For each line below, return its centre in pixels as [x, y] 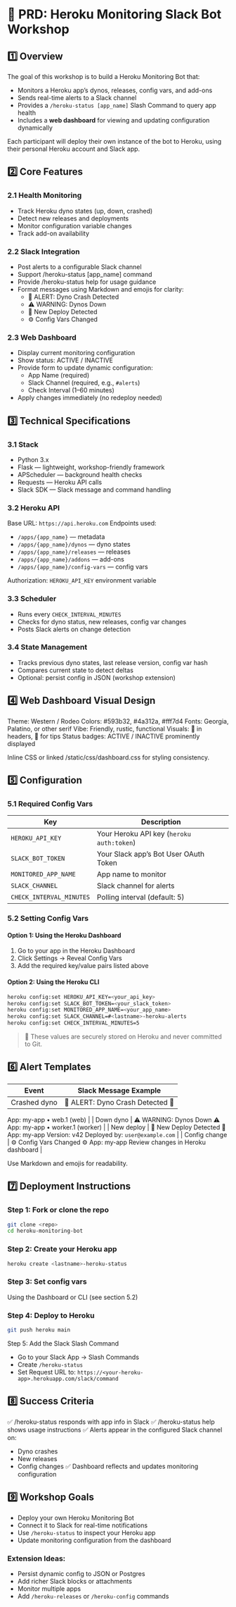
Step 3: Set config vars [47, 1282]
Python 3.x [33, 459]
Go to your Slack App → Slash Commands [78, 1357]
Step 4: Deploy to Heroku [51, 1315]
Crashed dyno [34, 1102]
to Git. [33, 1044]
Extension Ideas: [37, 1558]
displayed [21, 743]
